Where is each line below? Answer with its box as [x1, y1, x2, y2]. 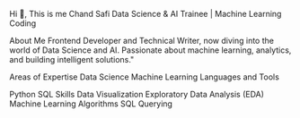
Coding [9, 18, 37, 29]
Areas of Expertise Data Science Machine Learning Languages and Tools [9, 72, 280, 82]
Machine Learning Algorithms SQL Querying [9, 98, 173, 109]
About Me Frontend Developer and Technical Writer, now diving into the [9, 36, 274, 46]
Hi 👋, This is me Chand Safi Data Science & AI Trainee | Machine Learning [9, 9, 282, 19]
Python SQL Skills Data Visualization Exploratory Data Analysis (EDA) [9, 89, 265, 99]
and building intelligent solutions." [9, 55, 135, 64]
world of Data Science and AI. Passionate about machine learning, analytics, [9, 45, 292, 55]
